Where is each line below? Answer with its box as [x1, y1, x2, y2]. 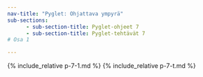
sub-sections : [7, 17, 49, 24]
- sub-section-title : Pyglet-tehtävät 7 [25, 29, 146, 37]
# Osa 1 [7, 36, 30, 43]
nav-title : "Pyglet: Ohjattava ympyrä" [7, 10, 124, 17]
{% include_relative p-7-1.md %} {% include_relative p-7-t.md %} [7, 62, 196, 70]
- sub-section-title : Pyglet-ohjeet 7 [25, 23, 139, 30]
